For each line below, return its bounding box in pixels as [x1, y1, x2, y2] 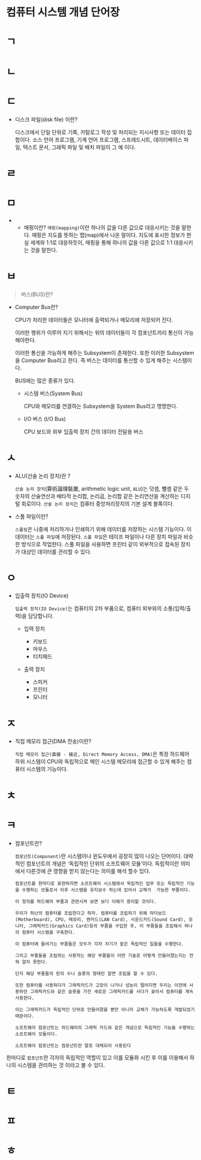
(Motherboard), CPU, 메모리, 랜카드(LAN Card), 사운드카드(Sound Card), [14, 916, 187, 922]
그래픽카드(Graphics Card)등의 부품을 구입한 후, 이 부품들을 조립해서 [28, 923, 182, 929]
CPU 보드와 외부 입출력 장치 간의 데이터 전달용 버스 [23, 427, 144, 435]
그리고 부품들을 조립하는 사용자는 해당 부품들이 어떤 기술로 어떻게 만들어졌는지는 [14, 952, 187, 958]
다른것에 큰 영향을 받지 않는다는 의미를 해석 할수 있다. [26, 867, 151, 874]
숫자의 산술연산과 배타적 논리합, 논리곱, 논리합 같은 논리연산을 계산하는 [14, 492, 179, 500]
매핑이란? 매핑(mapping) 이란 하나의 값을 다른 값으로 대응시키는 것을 [23, 223, 181, 231]
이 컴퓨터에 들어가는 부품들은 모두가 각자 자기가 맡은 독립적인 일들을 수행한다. [14, 941, 184, 947]
